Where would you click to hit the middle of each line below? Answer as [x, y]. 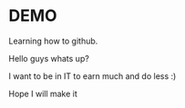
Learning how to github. [53, 41]
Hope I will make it [43, 93]
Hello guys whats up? [49, 58]
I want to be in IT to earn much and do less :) [92, 76]
